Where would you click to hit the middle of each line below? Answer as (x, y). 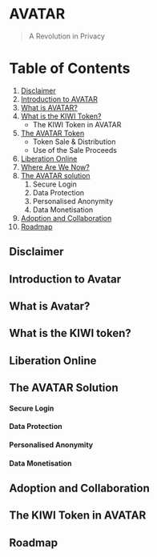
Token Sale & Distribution (74, 142)
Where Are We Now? (55, 167)
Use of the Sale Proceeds (74, 150)
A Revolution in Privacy (66, 36)
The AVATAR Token (52, 133)
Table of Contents (70, 68)
